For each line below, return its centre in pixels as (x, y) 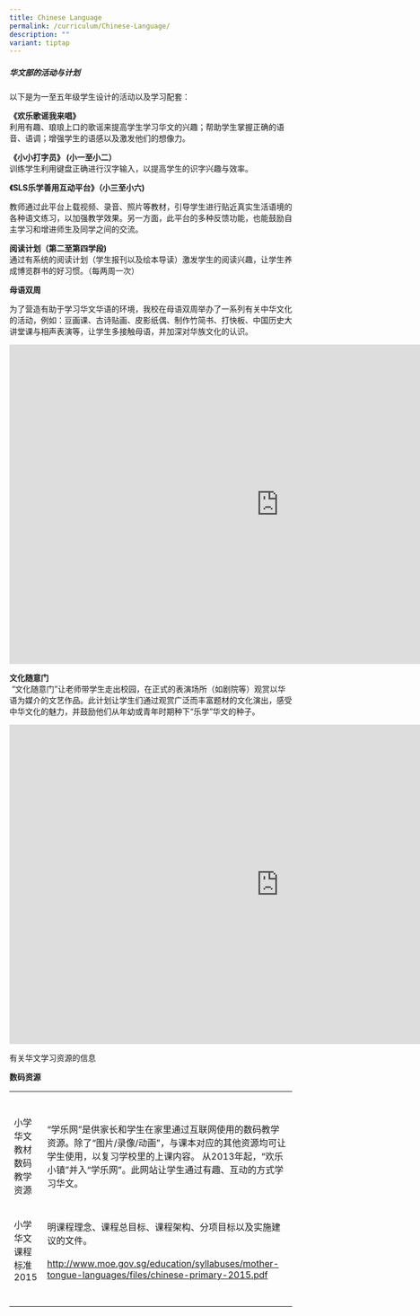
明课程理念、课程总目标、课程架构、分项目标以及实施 (159, 1227)
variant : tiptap (39, 43)
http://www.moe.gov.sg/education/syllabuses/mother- (163, 1264)
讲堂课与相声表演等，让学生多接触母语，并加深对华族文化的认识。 (131, 331)
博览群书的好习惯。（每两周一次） (78, 271)
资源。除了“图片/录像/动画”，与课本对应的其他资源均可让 (166, 1144)
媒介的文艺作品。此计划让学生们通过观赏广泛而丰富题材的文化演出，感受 (158, 701)
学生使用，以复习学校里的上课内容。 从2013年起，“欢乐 (166, 1157)
